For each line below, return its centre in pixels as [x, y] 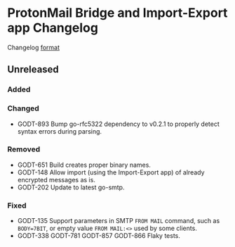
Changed [23, 108]
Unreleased [33, 69]
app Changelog [53, 28]
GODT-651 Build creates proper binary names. [84, 165]
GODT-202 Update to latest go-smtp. [71, 187]
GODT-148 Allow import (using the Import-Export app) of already [111, 172]
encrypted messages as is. [56, 179]
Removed [24, 149]
